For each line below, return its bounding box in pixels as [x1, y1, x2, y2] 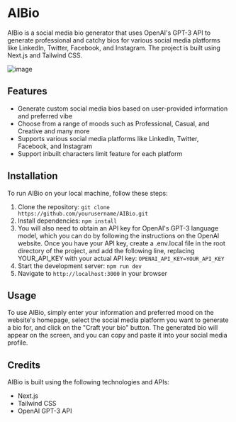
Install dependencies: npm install [17, 216, 117, 225]
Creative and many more [17, 126, 90, 135]
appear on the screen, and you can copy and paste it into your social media [7, 331, 228, 340]
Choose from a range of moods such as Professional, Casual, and [17, 119, 210, 128]
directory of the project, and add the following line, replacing [17, 246, 195, 255]
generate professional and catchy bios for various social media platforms [7, 35, 221, 44]
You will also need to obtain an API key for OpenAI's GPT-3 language [17, 223, 219, 232]
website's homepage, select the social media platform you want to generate [7, 316, 229, 324]
